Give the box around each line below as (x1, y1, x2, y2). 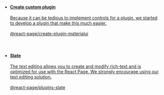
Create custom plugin (9, 4, 56, 10)
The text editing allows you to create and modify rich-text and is (9, 63, 142, 69)
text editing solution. (9, 74, 52, 80)
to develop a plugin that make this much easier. (9, 20, 107, 26)
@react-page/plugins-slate (9, 85, 66, 91)
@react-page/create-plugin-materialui (9, 31, 88, 37)
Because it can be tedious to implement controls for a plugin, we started (9, 15, 158, 21)
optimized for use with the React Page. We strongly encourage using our (9, 69, 159, 75)
